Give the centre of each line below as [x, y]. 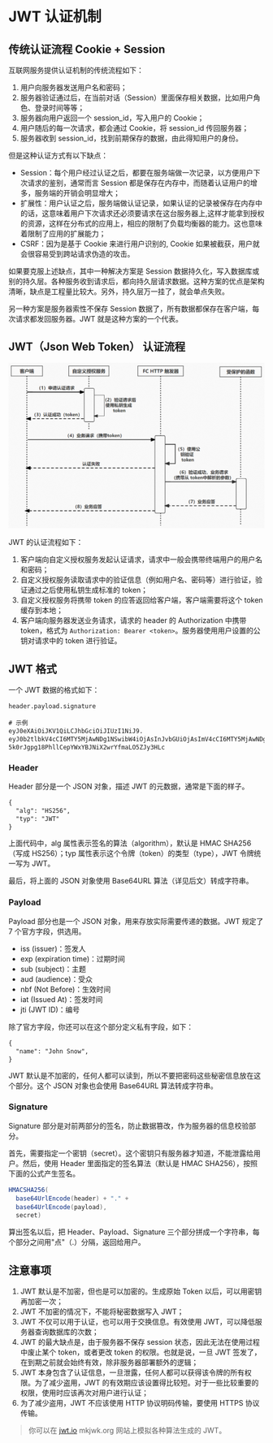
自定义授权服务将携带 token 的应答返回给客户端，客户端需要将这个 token [141, 600]
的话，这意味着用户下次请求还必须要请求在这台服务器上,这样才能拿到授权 [142, 213]
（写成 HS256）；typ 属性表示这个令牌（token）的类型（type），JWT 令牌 [131, 853]
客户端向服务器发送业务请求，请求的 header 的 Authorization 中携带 [133, 620]
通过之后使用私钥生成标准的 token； [88, 590]
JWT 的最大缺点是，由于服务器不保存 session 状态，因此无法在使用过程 [140, 1342]
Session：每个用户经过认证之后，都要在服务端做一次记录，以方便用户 [136, 173]
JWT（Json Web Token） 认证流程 [97, 347]
